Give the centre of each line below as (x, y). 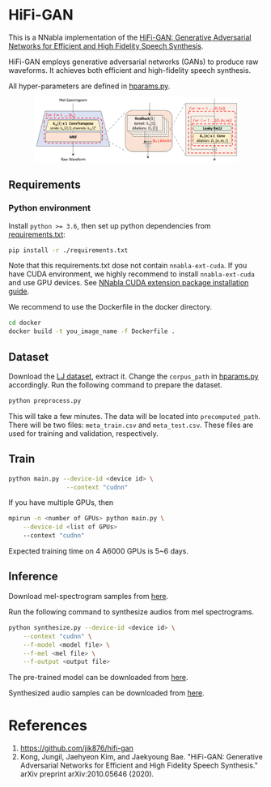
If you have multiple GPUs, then (61, 503)
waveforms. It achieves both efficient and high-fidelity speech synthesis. (130, 70)
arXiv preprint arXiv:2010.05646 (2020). (87, 774)
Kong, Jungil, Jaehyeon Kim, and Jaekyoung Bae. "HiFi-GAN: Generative (141, 757)
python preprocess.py (45, 401)
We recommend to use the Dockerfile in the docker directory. (110, 307)
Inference (33, 577)
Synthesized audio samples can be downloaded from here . (106, 693)
